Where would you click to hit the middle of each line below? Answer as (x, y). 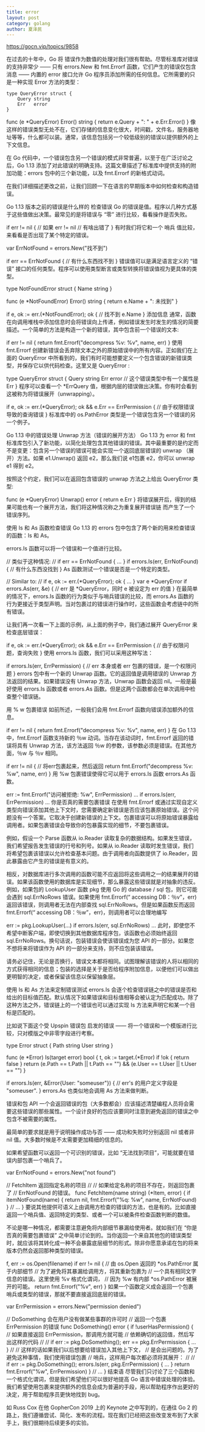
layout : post (23, 18)
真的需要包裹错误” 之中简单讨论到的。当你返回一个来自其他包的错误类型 (102, 1235)
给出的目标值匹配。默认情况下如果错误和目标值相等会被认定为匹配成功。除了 (103, 997)
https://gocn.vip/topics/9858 (43, 47)
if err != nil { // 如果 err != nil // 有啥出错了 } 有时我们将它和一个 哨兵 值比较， (102, 228)
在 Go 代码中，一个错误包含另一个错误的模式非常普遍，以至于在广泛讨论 (97, 158)
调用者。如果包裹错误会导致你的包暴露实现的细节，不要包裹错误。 (89, 825)
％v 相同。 (48, 753)
